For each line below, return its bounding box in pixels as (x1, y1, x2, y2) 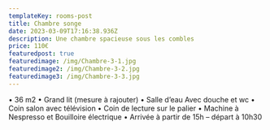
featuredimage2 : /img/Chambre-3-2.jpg (8, 65, 140, 73)
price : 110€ (8, 42, 49, 50)
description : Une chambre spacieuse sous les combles (8, 34, 195, 43)
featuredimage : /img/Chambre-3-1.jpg (8, 58, 137, 66)
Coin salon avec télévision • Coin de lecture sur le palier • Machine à (8, 103, 239, 113)
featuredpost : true (8, 50, 75, 58)
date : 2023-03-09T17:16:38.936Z (8, 27, 118, 35)
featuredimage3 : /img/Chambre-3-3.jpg (8, 72, 140, 80)
